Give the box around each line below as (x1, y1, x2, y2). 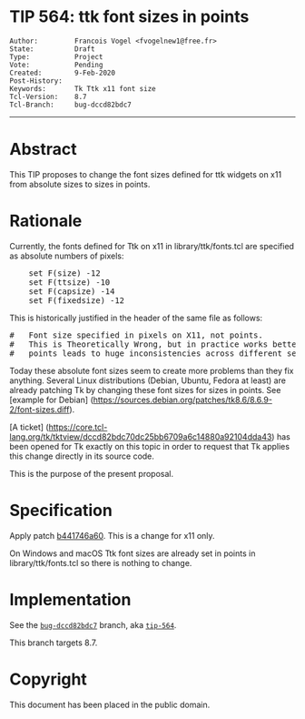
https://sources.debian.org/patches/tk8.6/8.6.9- (93, 394, 272, 405)
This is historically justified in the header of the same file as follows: (9, 312, 263, 323)
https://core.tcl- (48, 421, 108, 432)
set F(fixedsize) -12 (28, 295, 125, 306)
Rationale (9, 211, 83, 231)
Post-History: (9, 76, 64, 86)
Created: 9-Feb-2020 (9, 68, 116, 77)
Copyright (9, 669, 88, 689)
